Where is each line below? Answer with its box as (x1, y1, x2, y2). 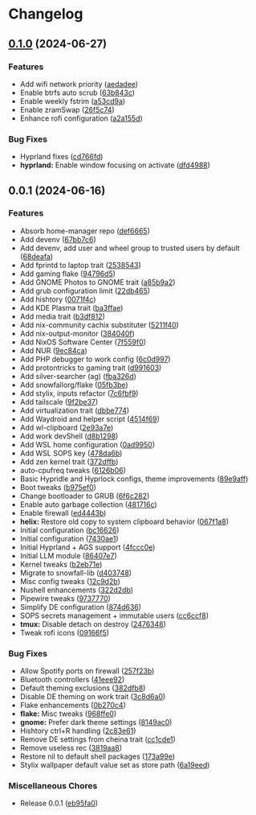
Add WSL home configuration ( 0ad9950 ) (19, 439, 156, 449)
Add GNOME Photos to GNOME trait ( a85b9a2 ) (19, 277, 176, 286)
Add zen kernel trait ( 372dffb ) (19, 456, 119, 467)
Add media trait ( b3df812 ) (19, 311, 106, 321)
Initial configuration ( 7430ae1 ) (19, 533, 119, 543)
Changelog (8, 5, 83, 23)
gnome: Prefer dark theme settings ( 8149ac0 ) (19, 718, 173, 727)
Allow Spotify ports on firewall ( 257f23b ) (19, 666, 155, 676)
